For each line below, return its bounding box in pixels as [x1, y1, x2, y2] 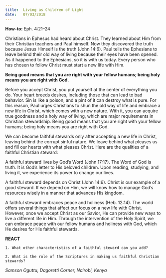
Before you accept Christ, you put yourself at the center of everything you [5, 86, 157, 92]
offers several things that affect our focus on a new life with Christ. [5, 205, 142, 211]
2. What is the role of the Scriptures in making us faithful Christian [5, 254, 160, 259]
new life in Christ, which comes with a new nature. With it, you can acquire [5, 108, 159, 114]
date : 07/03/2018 [5, 12, 46, 17]
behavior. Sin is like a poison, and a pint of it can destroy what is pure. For [5, 97, 157, 103]
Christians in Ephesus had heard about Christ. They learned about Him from [5, 35, 161, 41]
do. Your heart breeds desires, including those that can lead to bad [5, 92, 143, 98]
